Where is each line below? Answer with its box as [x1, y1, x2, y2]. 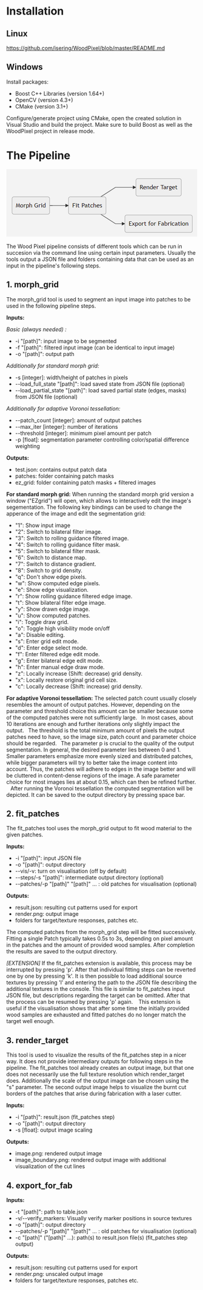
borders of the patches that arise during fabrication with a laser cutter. [6, 1090, 182, 1097]
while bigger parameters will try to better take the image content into [6, 759, 178, 766]
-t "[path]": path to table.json [15, 1208, 88, 1215]
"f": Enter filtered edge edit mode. [15, 650, 100, 657]
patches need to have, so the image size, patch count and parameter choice [6, 733, 197, 741]
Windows [6, 62, 43, 72]
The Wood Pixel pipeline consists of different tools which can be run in [6, 243, 183, 250]
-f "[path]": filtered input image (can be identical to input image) [15, 344, 175, 351]
